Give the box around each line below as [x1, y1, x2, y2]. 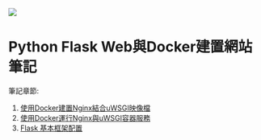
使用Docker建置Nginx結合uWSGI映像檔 [19, 103, 151, 113]
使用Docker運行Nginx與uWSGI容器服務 [19, 113, 151, 122]
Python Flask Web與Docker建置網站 [8, 38, 253, 56]
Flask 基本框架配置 [19, 123, 83, 133]
